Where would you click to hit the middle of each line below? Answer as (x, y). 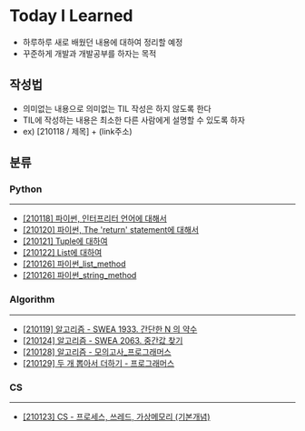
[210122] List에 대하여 (62, 253)
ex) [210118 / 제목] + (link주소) (78, 131)
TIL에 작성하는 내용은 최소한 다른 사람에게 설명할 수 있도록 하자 (133, 120)
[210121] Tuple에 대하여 (65, 241)
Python (26, 189)
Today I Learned (71, 16)
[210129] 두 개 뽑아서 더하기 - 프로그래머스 (98, 363)
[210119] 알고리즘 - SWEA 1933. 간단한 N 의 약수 (110, 329)
